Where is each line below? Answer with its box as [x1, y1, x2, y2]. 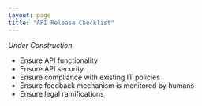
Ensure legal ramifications [19, 89, 104, 98]
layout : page [8, 11, 51, 20]
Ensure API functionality [19, 56, 99, 65]
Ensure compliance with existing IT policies [19, 72, 160, 82]
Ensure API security [19, 64, 84, 73]
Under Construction [8, 40, 73, 49]
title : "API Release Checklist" [8, 19, 114, 27]
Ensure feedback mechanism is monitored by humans [19, 80, 195, 90]
